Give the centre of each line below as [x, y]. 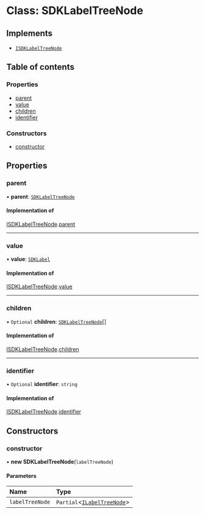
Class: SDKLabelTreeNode [75, 11]
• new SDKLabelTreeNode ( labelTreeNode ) [60, 462]
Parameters [21, 475]
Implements [30, 33]
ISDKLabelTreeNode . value [39, 287]
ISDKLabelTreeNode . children [43, 349]
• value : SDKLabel [28, 259]
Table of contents [40, 67]
